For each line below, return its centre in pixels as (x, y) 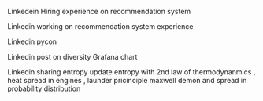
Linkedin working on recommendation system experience (100, 26)
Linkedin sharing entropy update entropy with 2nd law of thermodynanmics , (131, 72)
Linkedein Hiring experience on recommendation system (99, 11)
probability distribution (44, 88)
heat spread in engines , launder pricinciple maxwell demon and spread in (127, 80)
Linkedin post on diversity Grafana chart (72, 57)
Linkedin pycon (32, 41)
